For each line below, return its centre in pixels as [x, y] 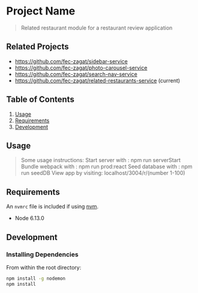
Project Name [41, 11]
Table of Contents [40, 100]
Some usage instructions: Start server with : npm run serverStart [101, 160]
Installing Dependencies [43, 254]
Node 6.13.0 [29, 218]
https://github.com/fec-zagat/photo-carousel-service [81, 68]
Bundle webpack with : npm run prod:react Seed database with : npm [106, 166]
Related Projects [37, 47]
